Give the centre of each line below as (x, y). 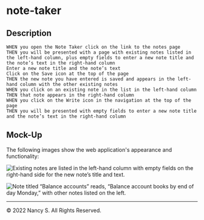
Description (29, 33)
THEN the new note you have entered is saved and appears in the (90, 79)
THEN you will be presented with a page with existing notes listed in (99, 52)
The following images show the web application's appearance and (89, 149)
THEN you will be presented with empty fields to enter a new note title (102, 111)
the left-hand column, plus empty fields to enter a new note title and (100, 58)
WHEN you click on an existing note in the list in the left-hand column (102, 90)
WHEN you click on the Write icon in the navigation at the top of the (99, 101)
